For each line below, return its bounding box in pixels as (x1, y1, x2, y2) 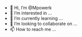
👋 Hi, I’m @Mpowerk (9, 5, 52, 10)
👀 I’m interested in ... (9, 10, 52, 16)
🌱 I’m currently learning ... (9, 15, 63, 21)
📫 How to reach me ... (9, 26, 56, 32)
